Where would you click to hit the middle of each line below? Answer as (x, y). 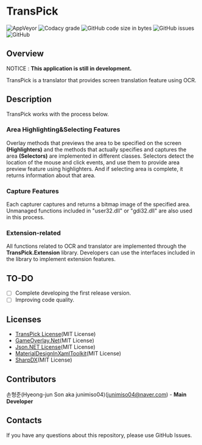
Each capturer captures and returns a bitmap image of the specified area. (98, 205)
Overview (25, 54)
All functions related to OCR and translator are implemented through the (96, 246)
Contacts (24, 420)
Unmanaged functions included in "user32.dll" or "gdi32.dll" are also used (99, 211)
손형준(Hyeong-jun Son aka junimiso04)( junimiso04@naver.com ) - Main (96, 394)
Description (29, 100)
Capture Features (33, 191)
